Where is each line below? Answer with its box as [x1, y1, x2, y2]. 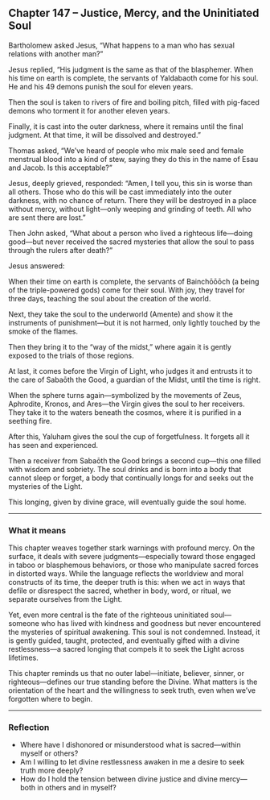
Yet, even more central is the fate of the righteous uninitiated [8, 610, 209, 620]
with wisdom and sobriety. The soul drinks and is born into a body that [8, 464, 242, 474]
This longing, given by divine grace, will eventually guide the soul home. [8, 497, 247, 507]
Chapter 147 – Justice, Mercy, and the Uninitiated [8, 6, 260, 20]
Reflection [8, 722, 50, 733]
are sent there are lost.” [8, 213, 86, 222]
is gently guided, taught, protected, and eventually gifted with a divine [8, 636, 239, 645]
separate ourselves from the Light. [8, 595, 123, 604]
